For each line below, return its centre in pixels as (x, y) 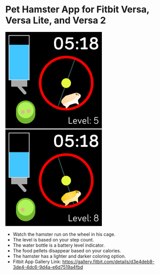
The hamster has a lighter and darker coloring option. (69, 256)
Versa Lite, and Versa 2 (56, 20)
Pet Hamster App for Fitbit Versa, (77, 10)
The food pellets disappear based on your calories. (67, 250)
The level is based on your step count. (53, 239)
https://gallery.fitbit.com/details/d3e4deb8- (109, 262)
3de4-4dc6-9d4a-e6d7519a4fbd (48, 267)
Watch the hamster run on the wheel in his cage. (64, 234)
